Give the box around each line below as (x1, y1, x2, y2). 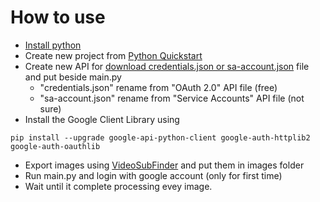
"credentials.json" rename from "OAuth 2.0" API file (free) (39, 81, 278, 93)
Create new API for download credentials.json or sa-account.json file (24, 60, 310, 72)
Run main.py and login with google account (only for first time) (24, 169, 283, 181)
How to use (10, 6, 106, 29)
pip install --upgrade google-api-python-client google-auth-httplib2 (10, 132, 311, 143)
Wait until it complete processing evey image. (24, 180, 213, 192)
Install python (24, 39, 82, 51)
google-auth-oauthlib (10, 141, 101, 151)
